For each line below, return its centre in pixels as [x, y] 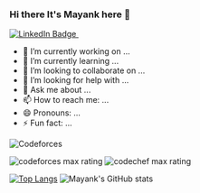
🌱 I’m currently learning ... [71, 61]
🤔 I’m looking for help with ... [76, 80]
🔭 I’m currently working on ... [76, 51]
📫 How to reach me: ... [66, 100]
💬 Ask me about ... [57, 90]
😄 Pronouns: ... [52, 113]
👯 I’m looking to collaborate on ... [84, 70]
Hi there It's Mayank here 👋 [70, 14]
